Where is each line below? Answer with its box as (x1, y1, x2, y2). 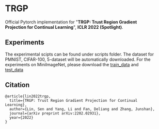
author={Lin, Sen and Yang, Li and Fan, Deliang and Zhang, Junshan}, (9, 107, 155, 111)
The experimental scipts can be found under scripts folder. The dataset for (5, 51, 154, 57)
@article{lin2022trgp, (5, 93, 51, 99)
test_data (5, 67, 23, 73)
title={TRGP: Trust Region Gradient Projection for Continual (9, 98, 138, 103)
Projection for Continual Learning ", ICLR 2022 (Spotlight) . (5, 24, 124, 30)
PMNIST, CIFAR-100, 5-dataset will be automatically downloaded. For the (5, 56, 151, 62)
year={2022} (9, 115, 34, 120)
